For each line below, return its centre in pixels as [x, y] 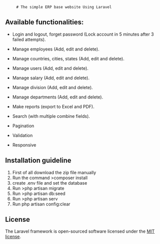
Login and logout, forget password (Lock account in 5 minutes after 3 [83, 34]
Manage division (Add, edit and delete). [53, 87]
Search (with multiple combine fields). [51, 116]
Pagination [23, 126]
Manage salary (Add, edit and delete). [51, 78]
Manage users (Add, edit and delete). [50, 68]
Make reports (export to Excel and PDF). [53, 106]
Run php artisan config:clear [41, 204]
